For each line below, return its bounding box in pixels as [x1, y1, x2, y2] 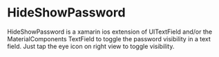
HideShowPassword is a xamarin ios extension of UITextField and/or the [7, 27, 213, 36]
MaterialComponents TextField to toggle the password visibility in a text [7, 34, 211, 43]
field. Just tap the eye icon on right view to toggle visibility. [7, 42, 175, 50]
